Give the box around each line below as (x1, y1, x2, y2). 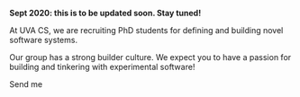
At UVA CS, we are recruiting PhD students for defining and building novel (9, 25, 284, 35)
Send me (9, 79, 43, 89)
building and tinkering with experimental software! (9, 62, 195, 72)
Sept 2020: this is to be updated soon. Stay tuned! (9, 8, 202, 18)
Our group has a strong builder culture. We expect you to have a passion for (9, 52, 292, 62)
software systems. (9, 35, 78, 45)
